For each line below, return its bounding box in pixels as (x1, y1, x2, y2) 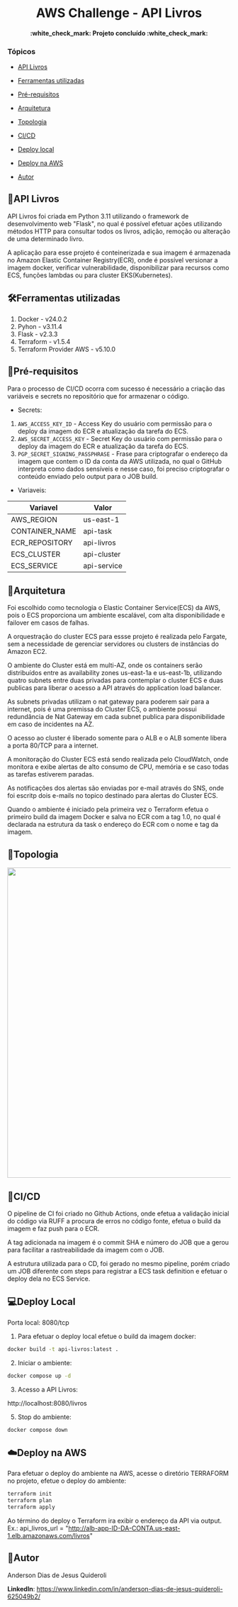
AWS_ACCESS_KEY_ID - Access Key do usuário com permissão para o (17, 419, 212, 428)
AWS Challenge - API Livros (35, 5, 203, 21)
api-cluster (83, 549, 121, 559)
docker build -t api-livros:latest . (7, 1345, 119, 1352)
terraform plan (7, 1497, 52, 1504)
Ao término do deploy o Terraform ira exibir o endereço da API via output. (7, 1516, 222, 1525)
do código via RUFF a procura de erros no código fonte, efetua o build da (7, 1216, 221, 1225)
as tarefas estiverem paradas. (7, 770, 94, 779)
